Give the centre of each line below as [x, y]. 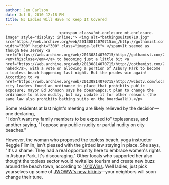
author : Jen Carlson [27, 10]
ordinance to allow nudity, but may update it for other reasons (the [81, 95]
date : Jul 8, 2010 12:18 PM [35, 15]
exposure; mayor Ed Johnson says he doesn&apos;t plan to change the [80, 90]
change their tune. [24, 177]
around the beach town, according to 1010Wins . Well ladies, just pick [76, 166]
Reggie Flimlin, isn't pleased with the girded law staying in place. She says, [83, 145]
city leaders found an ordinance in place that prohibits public [75, 86]
